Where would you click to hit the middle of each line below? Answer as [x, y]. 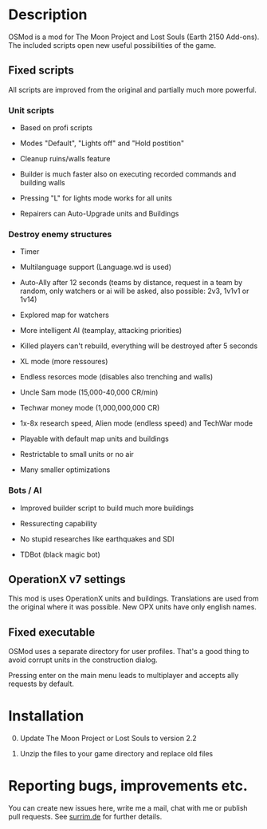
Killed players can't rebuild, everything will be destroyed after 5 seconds [139, 346]
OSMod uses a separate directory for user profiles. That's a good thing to [129, 652]
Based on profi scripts [56, 128]
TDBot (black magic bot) [60, 554]
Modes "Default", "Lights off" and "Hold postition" [102, 143]
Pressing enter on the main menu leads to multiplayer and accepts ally [124, 676]
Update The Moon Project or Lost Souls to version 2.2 [108, 738]
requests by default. [41, 684]
